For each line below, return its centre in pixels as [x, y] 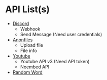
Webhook [30, 29]
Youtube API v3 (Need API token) [55, 61]
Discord [21, 23]
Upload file [32, 45]
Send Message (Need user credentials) [61, 34]
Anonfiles [23, 40]
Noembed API [35, 67]
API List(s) [27, 9]
